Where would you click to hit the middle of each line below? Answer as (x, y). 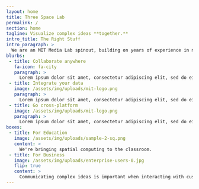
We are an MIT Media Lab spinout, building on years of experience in (100, 50)
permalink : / (22, 23)
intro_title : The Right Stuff (44, 39)
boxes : (14, 127)
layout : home (22, 12)
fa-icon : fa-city (36, 67)
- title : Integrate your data (46, 84)
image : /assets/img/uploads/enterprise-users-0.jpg (79, 161)
